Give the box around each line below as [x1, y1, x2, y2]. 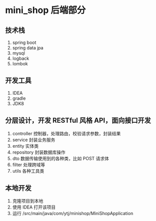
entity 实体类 [12, 143, 39, 149]
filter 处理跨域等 [12, 162, 45, 168]
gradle [12, 95, 26, 101]
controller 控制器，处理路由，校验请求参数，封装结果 [12, 130, 121, 136]
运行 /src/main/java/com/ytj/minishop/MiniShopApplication [12, 211, 134, 217]
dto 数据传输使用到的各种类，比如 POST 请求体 [12, 155, 109, 161]
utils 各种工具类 [12, 168, 44, 174]
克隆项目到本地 [12, 198, 43, 204]
